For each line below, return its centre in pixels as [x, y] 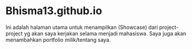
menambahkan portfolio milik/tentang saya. [58, 40]
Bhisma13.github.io [54, 11]
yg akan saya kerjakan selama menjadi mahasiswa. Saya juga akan [105, 33]
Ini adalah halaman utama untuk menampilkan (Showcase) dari [82, 27]
